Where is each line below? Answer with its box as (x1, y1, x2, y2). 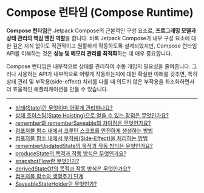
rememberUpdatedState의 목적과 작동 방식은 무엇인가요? (15, 142, 153, 149)
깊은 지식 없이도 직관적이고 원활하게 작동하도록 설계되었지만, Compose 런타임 (12, 42, 197, 49)
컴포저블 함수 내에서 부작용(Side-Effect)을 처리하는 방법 (15, 135, 148, 142)
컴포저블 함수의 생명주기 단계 (15, 172, 84, 180)
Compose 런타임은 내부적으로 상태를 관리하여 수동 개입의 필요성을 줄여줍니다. (6, 62, 191, 70)
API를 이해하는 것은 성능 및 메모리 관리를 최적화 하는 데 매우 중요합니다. (6, 49, 172, 57)
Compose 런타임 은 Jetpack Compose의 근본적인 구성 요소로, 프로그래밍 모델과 (6, 27, 196, 34)
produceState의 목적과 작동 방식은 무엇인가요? (15, 150, 127, 157)
